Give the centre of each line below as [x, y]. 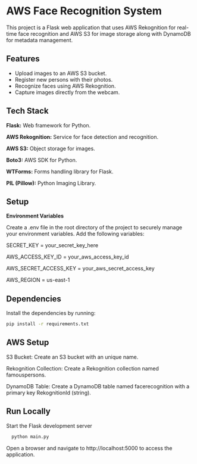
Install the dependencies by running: [51, 313]
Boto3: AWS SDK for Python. [42, 160]
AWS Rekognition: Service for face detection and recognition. [82, 137]
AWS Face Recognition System [84, 11]
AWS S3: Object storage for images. [51, 148]
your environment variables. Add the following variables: [75, 234]
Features [23, 59]
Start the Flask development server [49, 426]
